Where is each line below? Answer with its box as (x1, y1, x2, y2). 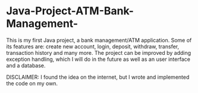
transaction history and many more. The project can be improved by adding (6, 49, 191, 56)
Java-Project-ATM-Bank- (6, 4, 134, 18)
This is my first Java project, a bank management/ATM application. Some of (6, 36, 192, 44)
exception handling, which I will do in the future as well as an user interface (6, 55, 190, 63)
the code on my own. (6, 79, 58, 87)
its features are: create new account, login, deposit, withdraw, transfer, (6, 43, 180, 50)
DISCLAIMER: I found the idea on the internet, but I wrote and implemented (6, 73, 190, 80)
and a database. (6, 61, 46, 69)
